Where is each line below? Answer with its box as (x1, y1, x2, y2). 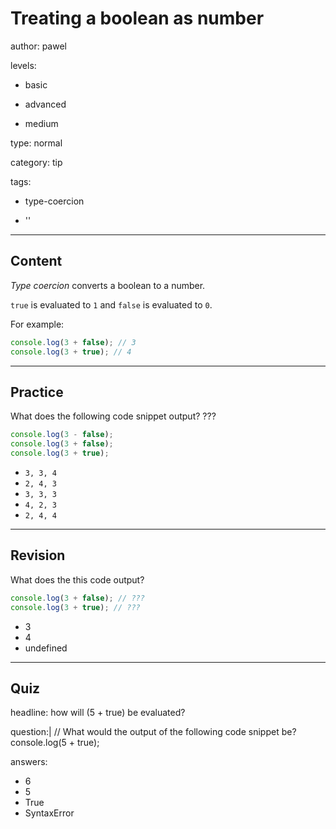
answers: (10, 756, 48, 768)
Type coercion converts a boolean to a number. (10, 279, 206, 291)
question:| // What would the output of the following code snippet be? (10, 726, 297, 738)
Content (10, 253, 63, 270)
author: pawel (10, 40, 67, 52)
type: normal (10, 137, 63, 149)
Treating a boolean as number (10, 7, 265, 30)
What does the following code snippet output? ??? (10, 410, 217, 422)
